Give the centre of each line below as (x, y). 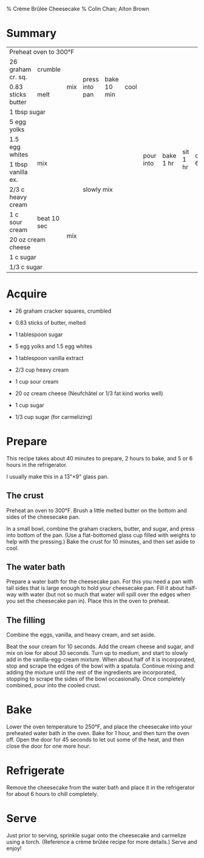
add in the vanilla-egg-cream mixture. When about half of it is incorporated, (101, 660)
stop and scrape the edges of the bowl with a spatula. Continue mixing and (100, 666)
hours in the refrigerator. (37, 465)
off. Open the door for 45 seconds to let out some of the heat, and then (95, 740)
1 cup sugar (29, 405)
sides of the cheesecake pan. (43, 517)
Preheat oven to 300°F (42, 52)
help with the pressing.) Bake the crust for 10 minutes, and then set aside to (101, 541)
